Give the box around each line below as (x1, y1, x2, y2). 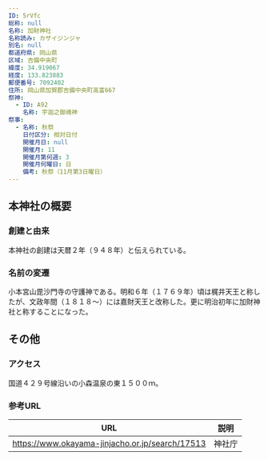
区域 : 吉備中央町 (8, 57, 58, 65)
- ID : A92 (15, 101, 48, 109)
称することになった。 (22, 306, 93, 316)
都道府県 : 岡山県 (8, 49, 58, 57)
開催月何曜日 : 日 (22, 161, 72, 169)
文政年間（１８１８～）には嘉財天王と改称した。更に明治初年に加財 (29, 297, 254, 306)
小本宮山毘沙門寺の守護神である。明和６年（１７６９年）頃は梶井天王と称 (8, 286, 254, 296)
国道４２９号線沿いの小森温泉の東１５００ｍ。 (8, 378, 162, 388)
